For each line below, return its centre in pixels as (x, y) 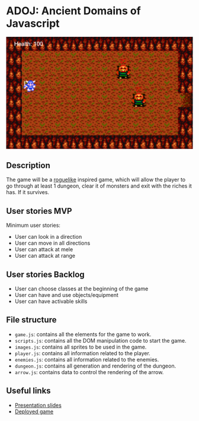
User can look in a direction (48, 237)
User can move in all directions (52, 243)
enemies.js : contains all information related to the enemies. (87, 359)
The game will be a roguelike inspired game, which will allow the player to (96, 180)
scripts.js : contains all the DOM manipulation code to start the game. (100, 340)
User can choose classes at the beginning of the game (81, 289)
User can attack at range (45, 256)
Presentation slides (38, 405)
